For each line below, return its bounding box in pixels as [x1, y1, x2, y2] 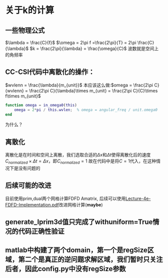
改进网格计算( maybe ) [58, 201, 103, 207]
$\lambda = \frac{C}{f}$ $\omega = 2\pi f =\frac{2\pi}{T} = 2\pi [5, 39, 136, 45]
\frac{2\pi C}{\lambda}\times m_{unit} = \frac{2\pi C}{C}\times [29, 87, 158, 93]
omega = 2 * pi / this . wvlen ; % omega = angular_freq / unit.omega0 [14, 107, 157, 112]
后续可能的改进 [5, 181, 51, 190]
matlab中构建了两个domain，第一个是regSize [5, 245, 147, 254]
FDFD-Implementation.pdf [5, 201, 59, 207]
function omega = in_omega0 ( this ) [5, 102, 77, 107]
